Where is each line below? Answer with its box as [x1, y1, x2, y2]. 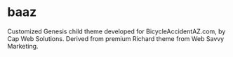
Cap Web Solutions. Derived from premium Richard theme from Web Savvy [7, 34, 225, 42]
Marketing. [7, 42, 39, 50]
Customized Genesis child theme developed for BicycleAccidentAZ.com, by [7, 27, 226, 35]
